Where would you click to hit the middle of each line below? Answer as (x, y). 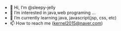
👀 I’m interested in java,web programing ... (53, 13)
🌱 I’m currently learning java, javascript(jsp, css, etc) (63, 18)
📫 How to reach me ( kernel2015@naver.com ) (56, 23)
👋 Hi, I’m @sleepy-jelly (33, 8)
